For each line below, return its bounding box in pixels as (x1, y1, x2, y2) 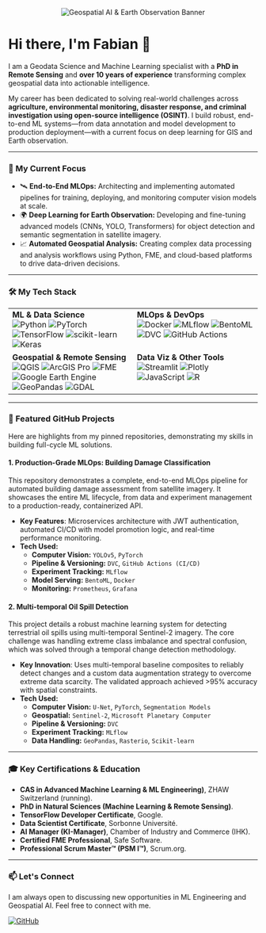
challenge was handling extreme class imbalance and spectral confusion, (8, 637, 248, 646)
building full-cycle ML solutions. (8, 440, 112, 449)
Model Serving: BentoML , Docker (31, 575, 136, 585)
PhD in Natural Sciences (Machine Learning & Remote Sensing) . (19, 801, 234, 811)
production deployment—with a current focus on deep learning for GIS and (8, 127, 253, 136)
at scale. (19, 201, 48, 211)
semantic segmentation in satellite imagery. (19, 230, 161, 239)
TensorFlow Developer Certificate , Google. (19, 809, 164, 820)
